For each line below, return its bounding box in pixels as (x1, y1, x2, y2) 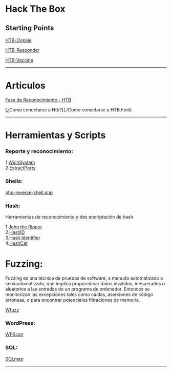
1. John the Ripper (5, 224, 42, 230)
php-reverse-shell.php (5, 189, 53, 195)
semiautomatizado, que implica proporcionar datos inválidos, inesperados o (5, 280, 165, 286)
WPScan (5, 331, 24, 338)
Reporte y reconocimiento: (5, 148, 73, 155)
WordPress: (5, 319, 36, 326)
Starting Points (5, 24, 54, 32)
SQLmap (5, 356, 24, 362)
